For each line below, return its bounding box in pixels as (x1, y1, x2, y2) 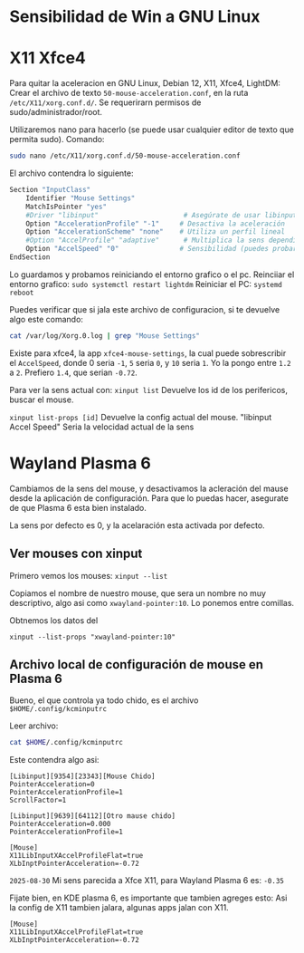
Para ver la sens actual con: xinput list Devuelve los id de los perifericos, (9, 384, 288, 395)
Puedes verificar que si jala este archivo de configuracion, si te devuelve (9, 303, 280, 314)
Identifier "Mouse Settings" (25, 193, 136, 203)
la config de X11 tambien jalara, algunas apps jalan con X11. (9, 902, 229, 913)
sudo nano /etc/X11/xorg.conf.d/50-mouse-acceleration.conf (9, 151, 242, 160)
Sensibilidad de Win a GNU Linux (9, 6, 261, 27)
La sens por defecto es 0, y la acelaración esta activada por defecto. (9, 519, 265, 531)
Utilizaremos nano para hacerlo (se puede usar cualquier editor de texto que (9, 124, 294, 135)
